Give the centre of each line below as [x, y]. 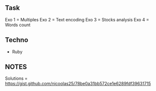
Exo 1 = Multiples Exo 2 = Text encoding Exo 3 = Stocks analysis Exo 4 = [77, 19]
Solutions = [16, 78]
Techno [17, 40]
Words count [18, 25]
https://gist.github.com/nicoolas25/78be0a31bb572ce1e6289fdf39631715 [78, 84]
